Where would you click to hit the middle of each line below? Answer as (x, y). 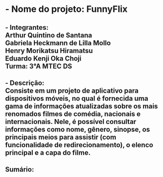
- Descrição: (25, 83)
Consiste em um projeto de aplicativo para (72, 90)
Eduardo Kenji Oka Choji (43, 58)
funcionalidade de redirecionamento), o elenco (79, 145)
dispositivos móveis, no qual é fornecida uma (77, 98)
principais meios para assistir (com (61, 137)
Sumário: (20, 170)
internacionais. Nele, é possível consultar (71, 122)
